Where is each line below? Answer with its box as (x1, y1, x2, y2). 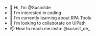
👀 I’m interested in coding (9, 10, 62, 16)
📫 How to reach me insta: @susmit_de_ (9, 26, 91, 31)
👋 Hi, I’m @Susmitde (9, 5, 51, 10)
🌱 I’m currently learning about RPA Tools (9, 15, 92, 20)
